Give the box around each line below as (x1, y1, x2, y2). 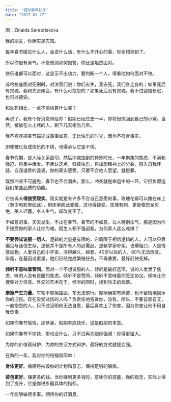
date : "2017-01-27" (5, 12, 47, 17)
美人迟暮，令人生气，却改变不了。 (14, 208, 85, 214)
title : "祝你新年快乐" (5, 7, 49, 13)
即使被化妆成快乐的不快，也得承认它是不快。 (5, 143, 99, 149)
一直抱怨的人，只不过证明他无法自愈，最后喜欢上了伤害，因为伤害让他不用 (5, 302, 161, 309)
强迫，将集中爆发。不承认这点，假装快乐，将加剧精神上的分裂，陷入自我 (5, 161, 157, 167)
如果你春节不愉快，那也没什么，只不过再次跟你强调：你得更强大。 (5, 330, 144, 337)
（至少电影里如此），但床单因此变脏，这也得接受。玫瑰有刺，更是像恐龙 (5, 202, 155, 208)
